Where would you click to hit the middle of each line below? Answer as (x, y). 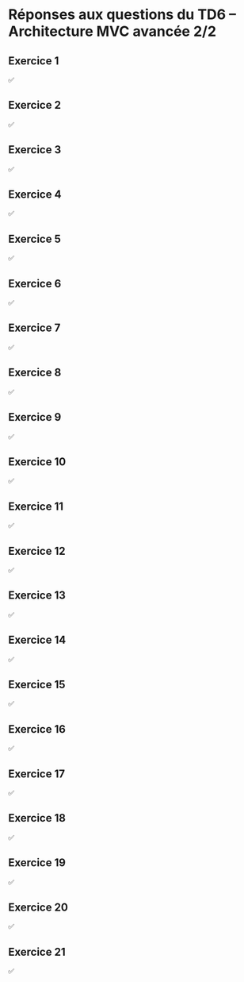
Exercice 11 (36, 506)
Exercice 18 (37, 818)
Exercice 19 (37, 863)
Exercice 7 (34, 328)
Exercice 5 (35, 239)
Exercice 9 (35, 417)
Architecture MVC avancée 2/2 (112, 31)
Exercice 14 (37, 640)
